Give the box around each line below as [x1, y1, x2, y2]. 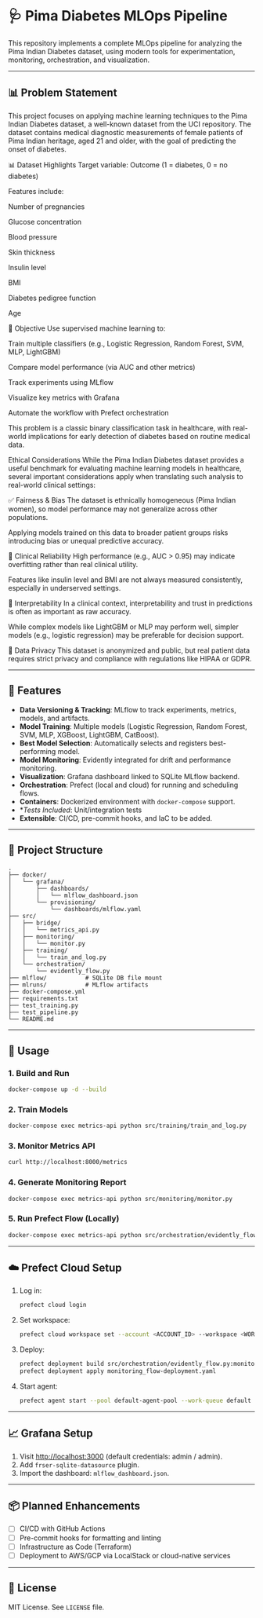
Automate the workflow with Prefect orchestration [8, 408, 170, 417]
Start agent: [19, 1381, 58, 1391]
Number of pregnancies [8, 202, 85, 211]
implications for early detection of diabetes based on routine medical [27, 431, 250, 441]
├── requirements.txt [8, 995, 79, 1003]
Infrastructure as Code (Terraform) [19, 1542, 131, 1551]
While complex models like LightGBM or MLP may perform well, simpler [8, 622, 239, 631]
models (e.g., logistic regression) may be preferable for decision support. [8, 630, 244, 639]
